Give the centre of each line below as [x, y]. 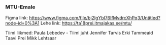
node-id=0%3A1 [22, 23]
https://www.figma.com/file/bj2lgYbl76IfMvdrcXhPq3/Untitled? [95, 18]
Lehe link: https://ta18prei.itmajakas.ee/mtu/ [86, 23]
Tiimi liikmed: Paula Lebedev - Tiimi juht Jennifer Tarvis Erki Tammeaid [79, 33]
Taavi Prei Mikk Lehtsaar [31, 38]
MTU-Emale [20, 7]
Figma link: [17, 18]
